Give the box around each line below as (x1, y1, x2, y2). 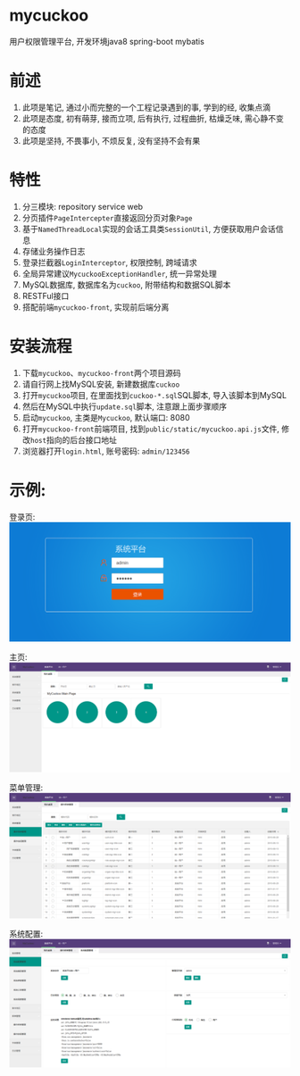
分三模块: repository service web (21, 201, 144, 212)
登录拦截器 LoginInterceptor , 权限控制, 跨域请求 (21, 256, 198, 268)
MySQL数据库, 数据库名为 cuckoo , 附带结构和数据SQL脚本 (21, 279, 231, 290)
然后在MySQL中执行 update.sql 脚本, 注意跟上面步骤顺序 (21, 401, 228, 412)
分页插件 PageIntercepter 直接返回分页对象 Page (21, 212, 193, 223)
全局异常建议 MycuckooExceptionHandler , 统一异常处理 (21, 268, 217, 279)
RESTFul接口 (21, 290, 70, 301)
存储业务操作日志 (21, 246, 86, 256)
